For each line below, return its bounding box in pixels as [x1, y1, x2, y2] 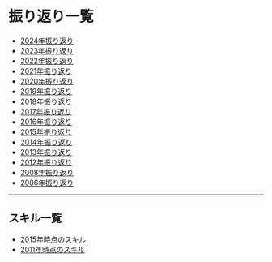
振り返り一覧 [8, 7, 95, 26]
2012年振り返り [19, 157, 73, 167]
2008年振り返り [19, 167, 74, 177]
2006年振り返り [19, 178, 74, 187]
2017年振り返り [19, 106, 72, 116]
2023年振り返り [19, 45, 74, 55]
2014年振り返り [19, 137, 73, 147]
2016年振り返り [19, 117, 73, 127]
